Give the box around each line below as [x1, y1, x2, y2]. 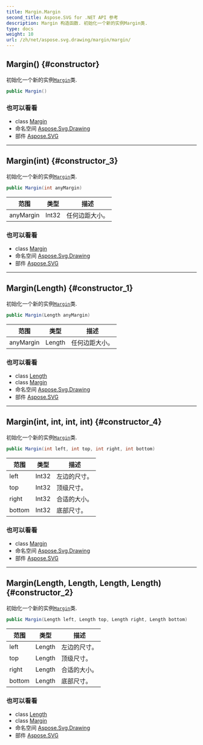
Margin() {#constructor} [6, 59, 100, 69]
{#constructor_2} [6, 587, 74, 598]
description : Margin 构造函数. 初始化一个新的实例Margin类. [6, 20, 148, 26]
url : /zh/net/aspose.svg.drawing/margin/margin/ [6, 37, 131, 43]
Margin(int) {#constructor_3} [6, 156, 118, 166]
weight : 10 [6, 31, 34, 37]
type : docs [6, 25, 34, 32]
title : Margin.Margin [6, 8, 61, 15]
